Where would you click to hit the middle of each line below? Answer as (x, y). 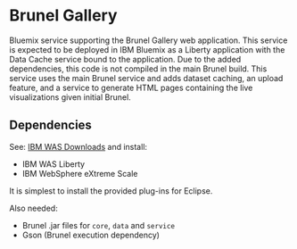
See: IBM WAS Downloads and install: (78, 146)
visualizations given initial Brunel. (70, 97)
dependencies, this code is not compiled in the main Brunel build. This (138, 69)
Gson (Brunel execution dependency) (91, 235)
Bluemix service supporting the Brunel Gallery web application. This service (148, 40)
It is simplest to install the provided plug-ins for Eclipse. (111, 191)
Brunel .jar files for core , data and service (99, 225)
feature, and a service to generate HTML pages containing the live (131, 87)
